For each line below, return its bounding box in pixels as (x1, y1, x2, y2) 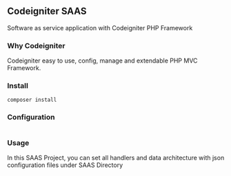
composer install (7, 96, 57, 104)
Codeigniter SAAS (7, 5, 87, 17)
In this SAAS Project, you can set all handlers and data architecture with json (7, 154, 225, 162)
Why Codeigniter (7, 41, 66, 50)
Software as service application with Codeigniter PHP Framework (7, 23, 193, 32)
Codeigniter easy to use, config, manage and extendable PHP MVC (7, 56, 198, 65)
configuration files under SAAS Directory (7, 161, 123, 169)
